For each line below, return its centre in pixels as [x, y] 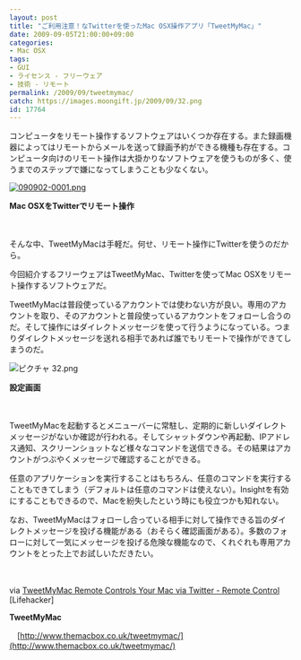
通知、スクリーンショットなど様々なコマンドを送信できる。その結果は [146, 448]
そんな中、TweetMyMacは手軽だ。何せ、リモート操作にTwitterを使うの [141, 244]
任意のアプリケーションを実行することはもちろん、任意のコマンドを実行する [150, 478]
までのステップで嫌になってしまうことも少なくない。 [115, 169]
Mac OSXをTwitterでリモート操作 [72, 206]
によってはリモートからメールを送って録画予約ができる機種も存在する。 [150, 147]
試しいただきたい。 [123, 553]
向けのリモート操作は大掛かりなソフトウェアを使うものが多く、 [166, 159]
